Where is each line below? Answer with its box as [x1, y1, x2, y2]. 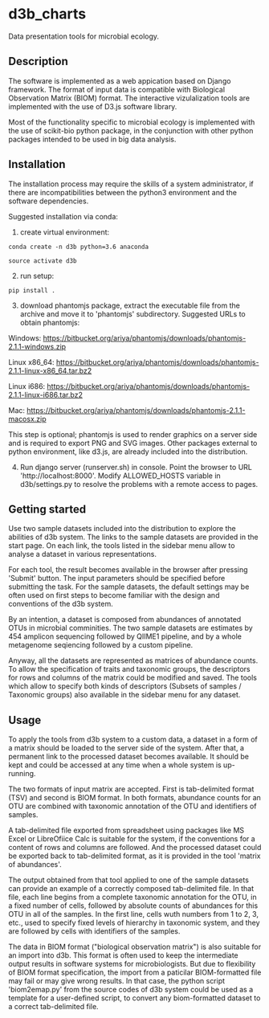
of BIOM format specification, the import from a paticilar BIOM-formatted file [8, 967, 262, 977]
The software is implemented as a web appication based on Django [8, 76, 231, 85]
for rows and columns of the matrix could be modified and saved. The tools [8, 673, 257, 683]
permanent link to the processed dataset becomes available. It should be [8, 752, 250, 762]
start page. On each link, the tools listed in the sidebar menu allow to [8, 541, 235, 550]
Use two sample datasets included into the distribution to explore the [8, 524, 236, 534]
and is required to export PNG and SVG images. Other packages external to [8, 438, 258, 448]
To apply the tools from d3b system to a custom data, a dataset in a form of [8, 734, 259, 744]
